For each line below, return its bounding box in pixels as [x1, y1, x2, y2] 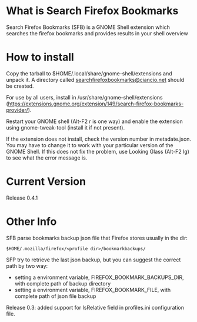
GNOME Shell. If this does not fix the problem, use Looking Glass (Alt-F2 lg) [6, 148, 190, 155]
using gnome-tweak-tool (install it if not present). [6, 124, 125, 131]
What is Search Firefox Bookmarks [6, 4, 179, 18]
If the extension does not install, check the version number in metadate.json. [6, 135, 192, 142]
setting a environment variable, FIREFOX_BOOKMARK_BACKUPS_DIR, [14, 274, 184, 281]
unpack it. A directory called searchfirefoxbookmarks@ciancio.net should [6, 76, 185, 83]
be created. [6, 82, 34, 89]
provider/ [6, 106, 28, 113]
